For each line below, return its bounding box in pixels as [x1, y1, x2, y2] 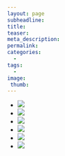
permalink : [7, 42, 39, 49]
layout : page [7, 10, 45, 17]
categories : [7, 49, 41, 56]
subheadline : [7, 17, 45, 24]
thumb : [10, 81, 30, 88]
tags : [7, 62, 23, 69]
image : [7, 74, 26, 82]
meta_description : [7, 36, 60, 43]
